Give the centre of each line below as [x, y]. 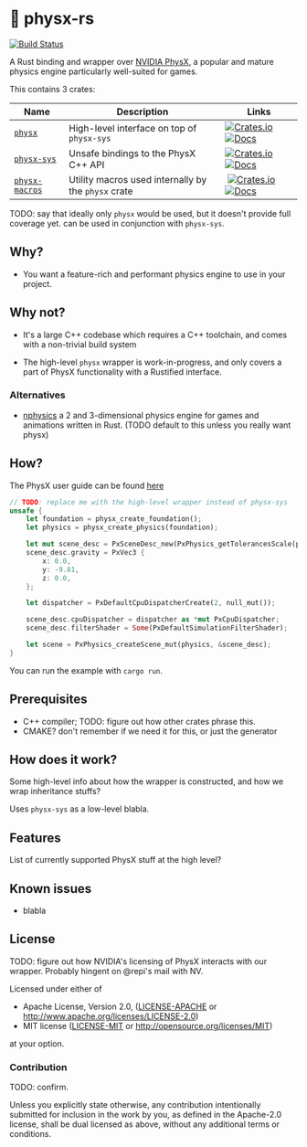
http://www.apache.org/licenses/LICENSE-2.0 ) [111, 1016]
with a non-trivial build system [79, 344]
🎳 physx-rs [52, 19]
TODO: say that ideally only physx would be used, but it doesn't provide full [150, 213]
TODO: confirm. [39, 1088]
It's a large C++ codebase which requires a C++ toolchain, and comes [155, 335]
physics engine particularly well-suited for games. [104, 71]
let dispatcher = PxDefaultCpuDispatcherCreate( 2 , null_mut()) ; [151, 603]
